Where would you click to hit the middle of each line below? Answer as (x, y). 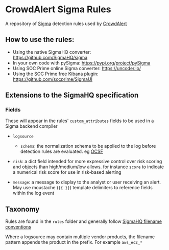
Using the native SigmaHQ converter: (52, 52)
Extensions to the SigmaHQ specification (72, 95)
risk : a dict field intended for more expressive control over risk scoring (87, 162)
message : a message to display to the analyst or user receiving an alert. (87, 182)
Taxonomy (22, 209)
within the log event (33, 193)
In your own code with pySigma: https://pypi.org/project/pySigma (81, 63)
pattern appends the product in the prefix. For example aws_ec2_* (74, 242)
